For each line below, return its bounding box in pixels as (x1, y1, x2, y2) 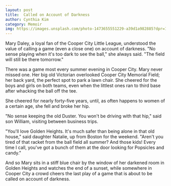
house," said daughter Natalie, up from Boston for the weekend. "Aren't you (5, 134, 164, 140)
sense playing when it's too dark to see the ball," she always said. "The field (5, 51, 165, 57)
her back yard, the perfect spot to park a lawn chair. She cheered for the (5, 77, 157, 83)
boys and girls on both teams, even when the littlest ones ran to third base (5, 82, 161, 89)
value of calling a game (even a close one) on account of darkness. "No (5, 46, 156, 52)
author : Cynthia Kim (5, 17, 49, 22)
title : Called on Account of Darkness (5, 12, 90, 17)
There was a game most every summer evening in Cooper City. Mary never (5, 67, 163, 73)
